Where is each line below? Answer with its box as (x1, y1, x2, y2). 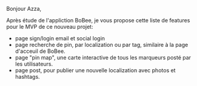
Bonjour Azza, (6, 5, 42, 12)
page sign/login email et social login (15, 35, 105, 41)
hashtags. (15, 73, 41, 80)
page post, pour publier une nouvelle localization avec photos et (15, 67, 176, 74)
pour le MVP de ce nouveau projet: (6, 23, 93, 30)
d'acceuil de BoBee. (15, 48, 65, 55)
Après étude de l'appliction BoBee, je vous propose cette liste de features (6, 17, 190, 23)
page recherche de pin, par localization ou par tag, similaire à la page (15, 41, 189, 48)
